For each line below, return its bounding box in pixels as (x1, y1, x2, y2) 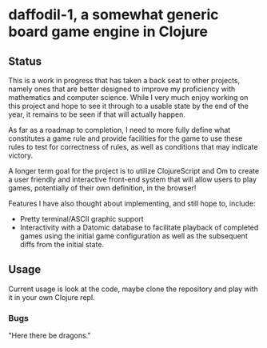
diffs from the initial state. (19, 240, 105, 249)
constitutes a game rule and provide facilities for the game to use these (8, 134, 243, 143)
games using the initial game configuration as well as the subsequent (19, 231, 248, 241)
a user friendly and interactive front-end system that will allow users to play (8, 174, 257, 184)
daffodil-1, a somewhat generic (8, 6, 219, 24)
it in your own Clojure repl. (8, 292, 95, 302)
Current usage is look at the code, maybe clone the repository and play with (8, 284, 258, 294)
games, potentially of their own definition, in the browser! (8, 183, 197, 193)
